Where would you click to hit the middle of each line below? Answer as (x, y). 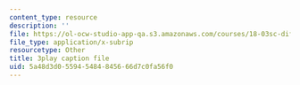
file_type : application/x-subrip (71, 42)
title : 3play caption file (59, 58)
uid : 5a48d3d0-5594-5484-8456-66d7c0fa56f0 (92, 67)
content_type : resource (54, 17)
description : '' (39, 26)
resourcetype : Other (48, 50)
